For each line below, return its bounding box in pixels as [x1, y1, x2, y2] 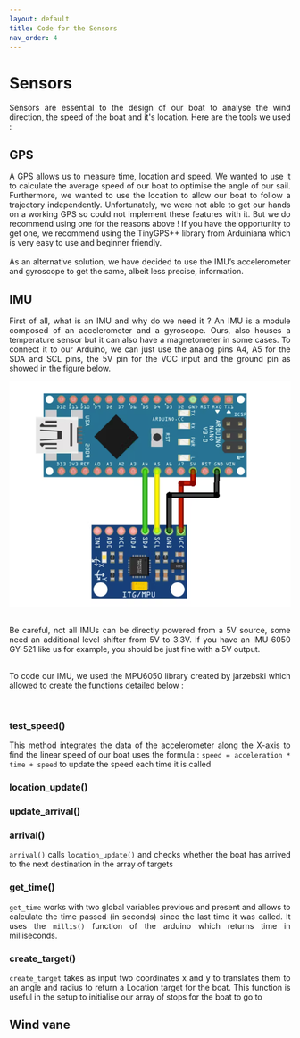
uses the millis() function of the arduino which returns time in [9, 920, 291, 931]
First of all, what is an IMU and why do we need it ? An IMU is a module [9, 315, 291, 326]
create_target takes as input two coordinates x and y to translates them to [9, 973, 291, 984]
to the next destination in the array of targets [9, 858, 174, 870]
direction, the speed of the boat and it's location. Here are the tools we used [9, 112, 291, 122]
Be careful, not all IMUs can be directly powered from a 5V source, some [9, 625, 291, 636]
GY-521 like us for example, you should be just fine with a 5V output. [9, 644, 261, 655]
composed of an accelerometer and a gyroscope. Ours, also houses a [9, 324, 291, 335]
